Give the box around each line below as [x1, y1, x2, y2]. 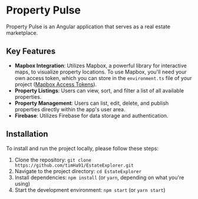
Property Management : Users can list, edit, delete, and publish [14, 99, 169, 107]
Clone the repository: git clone [14, 156, 91, 163]
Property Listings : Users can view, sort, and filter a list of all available [14, 87, 184, 94]
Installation [6, 129, 48, 139]
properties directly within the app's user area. [14, 105, 126, 112]
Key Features [6, 47, 56, 57]
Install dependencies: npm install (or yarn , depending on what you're [14, 174, 184, 181]
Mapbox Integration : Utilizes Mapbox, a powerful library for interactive [14, 62, 187, 69]
